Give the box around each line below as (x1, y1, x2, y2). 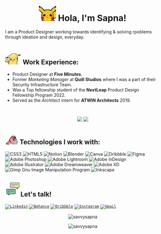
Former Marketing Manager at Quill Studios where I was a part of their (12, 76, 156, 82)
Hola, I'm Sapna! (58, 13, 127, 24)
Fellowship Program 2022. (12, 92, 66, 98)
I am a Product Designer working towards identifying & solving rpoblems (5, 29, 152, 34)
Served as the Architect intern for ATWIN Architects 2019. (12, 97, 131, 103)
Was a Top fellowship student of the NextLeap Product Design (12, 87, 139, 92)
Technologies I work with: (19, 138, 100, 146)
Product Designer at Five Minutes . (12, 71, 83, 77)
